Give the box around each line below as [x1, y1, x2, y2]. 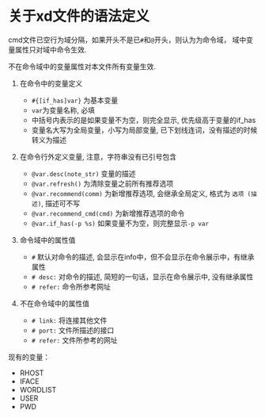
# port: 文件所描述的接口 [31, 325, 115, 335]
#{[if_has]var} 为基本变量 [31, 95, 119, 105]
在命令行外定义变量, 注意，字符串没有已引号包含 [19, 151, 176, 161]
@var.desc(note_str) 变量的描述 [31, 168, 136, 178]
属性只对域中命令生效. [14, 44, 87, 54]
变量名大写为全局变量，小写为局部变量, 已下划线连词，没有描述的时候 [31, 125, 258, 135]
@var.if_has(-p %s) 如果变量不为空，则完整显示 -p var [31, 218, 210, 228]
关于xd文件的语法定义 [8, 7, 150, 25]
